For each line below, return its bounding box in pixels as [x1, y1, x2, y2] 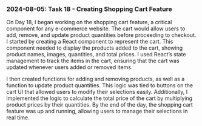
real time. [6, 114, 30, 121]
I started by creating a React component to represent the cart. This [6, 38, 173, 45]
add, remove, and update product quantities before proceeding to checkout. [6, 31, 197, 39]
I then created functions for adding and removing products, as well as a [6, 75, 185, 83]
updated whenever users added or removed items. [6, 64, 133, 71]
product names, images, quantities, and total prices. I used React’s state [6, 51, 186, 58]
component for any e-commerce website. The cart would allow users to [6, 25, 186, 32]
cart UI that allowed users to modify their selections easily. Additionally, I [6, 88, 188, 96]
